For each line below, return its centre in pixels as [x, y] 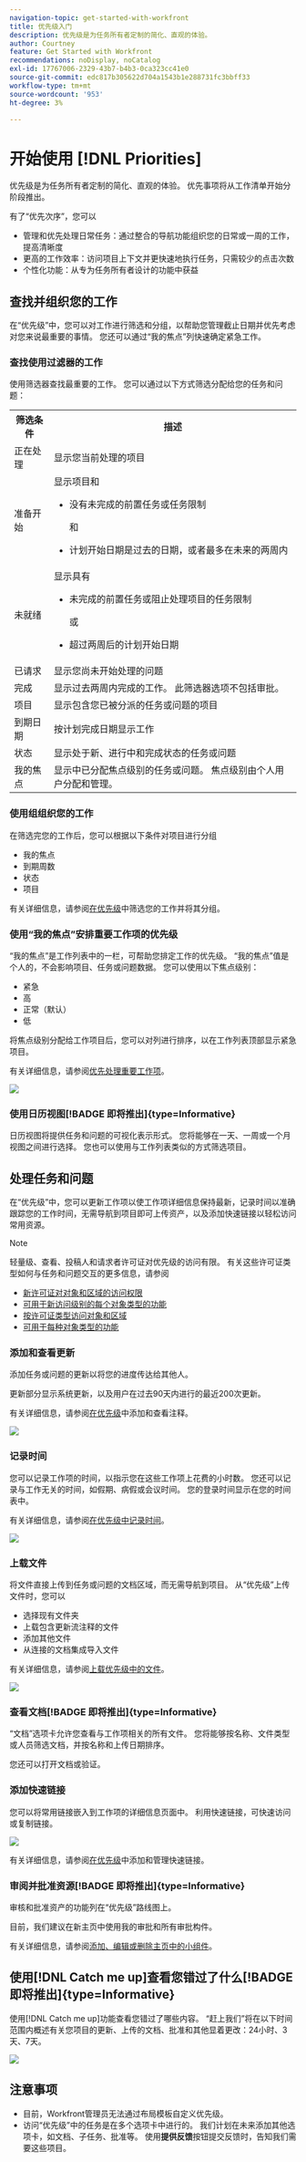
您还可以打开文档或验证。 [57, 1764]
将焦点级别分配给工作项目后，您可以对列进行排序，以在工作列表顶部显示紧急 [153, 1040]
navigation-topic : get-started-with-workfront [99, 18]
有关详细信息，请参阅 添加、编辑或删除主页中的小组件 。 [113, 1946]
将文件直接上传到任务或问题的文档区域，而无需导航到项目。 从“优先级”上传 [150, 1585]
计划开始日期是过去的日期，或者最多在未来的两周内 [178, 550]
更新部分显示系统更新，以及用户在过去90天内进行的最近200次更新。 [138, 1394]
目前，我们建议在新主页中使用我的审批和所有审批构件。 [113, 1927]
